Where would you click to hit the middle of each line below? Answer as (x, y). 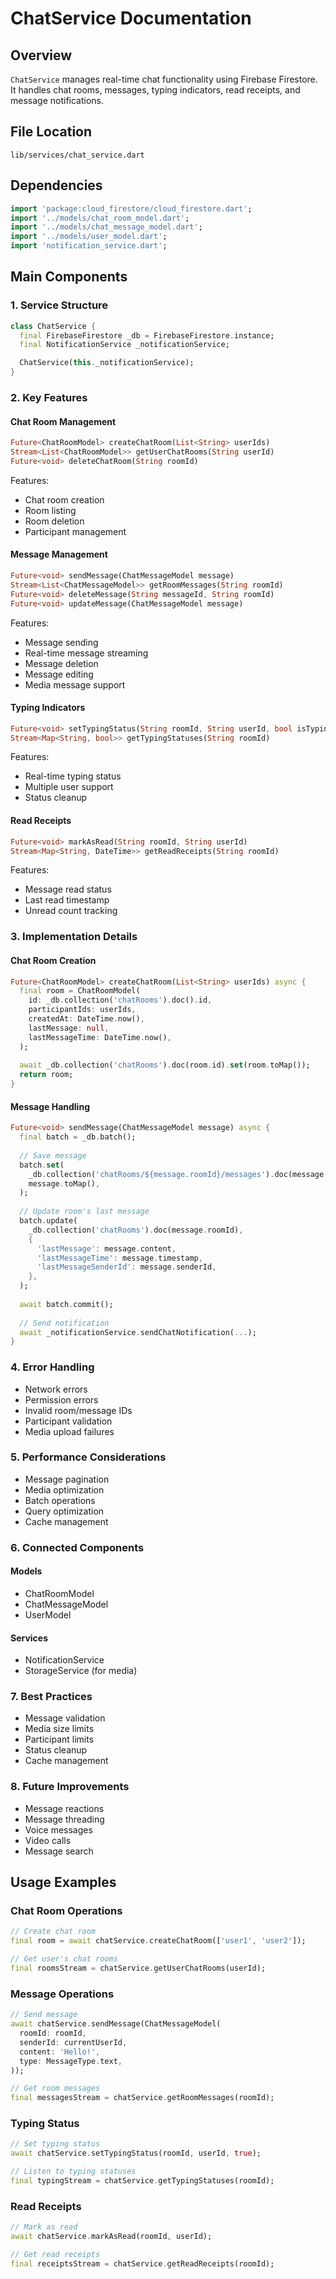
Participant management (75, 531)
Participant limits (59, 1739)
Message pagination (67, 1479)
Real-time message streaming (86, 653)
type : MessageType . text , (71, 2061)
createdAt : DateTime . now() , (86, 1019)
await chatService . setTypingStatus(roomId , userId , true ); (136, 2153)
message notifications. (57, 100)
